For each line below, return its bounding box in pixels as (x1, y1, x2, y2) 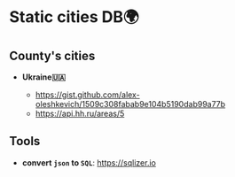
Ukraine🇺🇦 (21, 72, 67, 82)
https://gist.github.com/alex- (35, 89, 140, 100)
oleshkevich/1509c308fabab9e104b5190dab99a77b (35, 99, 226, 109)
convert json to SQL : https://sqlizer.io (21, 157, 157, 168)
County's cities (9, 48, 96, 63)
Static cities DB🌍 (9, 7, 139, 27)
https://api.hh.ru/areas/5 (35, 108, 125, 119)
